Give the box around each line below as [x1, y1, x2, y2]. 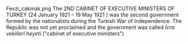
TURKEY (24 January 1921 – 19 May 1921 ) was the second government [6, 11, 179, 18]
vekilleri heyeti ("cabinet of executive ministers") [6, 30, 124, 37]
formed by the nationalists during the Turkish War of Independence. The [6, 18, 182, 24]
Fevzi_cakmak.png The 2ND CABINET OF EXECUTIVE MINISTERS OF [6, 5, 175, 12]
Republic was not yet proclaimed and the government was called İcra [6, 24, 175, 31]
